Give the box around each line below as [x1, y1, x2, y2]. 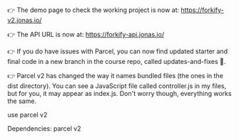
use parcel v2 [7, 111, 48, 119]
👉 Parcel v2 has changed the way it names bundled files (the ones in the [7, 72, 223, 80]
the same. [7, 97, 37, 105]
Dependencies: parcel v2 [7, 124, 81, 133]
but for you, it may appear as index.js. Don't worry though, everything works [7, 90, 232, 97]
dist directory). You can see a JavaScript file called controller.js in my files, [7, 82, 227, 90]
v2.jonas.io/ [7, 16, 42, 24]
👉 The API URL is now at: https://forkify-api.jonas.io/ [7, 31, 165, 38]
